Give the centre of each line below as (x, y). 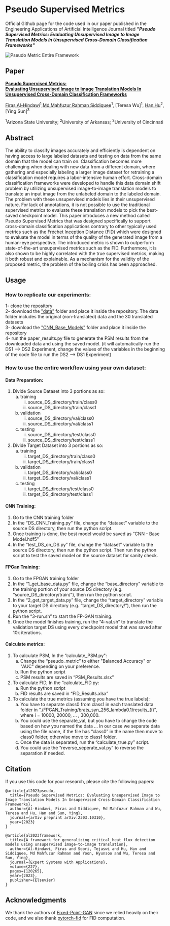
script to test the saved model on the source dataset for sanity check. (85, 555)
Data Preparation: (24, 380)
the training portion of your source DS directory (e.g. (67, 589)
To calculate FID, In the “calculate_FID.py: (56, 683)
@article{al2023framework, (34, 835)
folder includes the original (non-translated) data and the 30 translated (79, 317)
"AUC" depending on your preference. (60, 666)
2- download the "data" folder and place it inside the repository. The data (82, 311)
